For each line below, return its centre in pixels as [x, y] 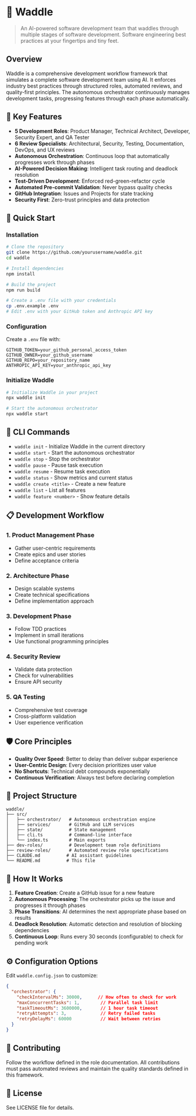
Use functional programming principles [62, 641]
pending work [31, 943]
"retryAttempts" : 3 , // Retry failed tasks [86, 1014]
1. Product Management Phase [50, 535]
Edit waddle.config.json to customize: [52, 976]
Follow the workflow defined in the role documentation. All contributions [93, 1062]
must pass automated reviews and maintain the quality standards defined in [97, 1068]
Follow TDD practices [40, 629]
